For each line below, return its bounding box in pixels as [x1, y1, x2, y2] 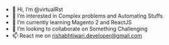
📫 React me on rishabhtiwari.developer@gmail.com [12, 32, 142, 39]
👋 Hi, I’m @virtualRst [12, 6, 64, 13]
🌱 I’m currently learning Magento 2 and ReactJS [12, 19, 132, 26]
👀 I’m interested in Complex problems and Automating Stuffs [12, 12, 163, 19]
